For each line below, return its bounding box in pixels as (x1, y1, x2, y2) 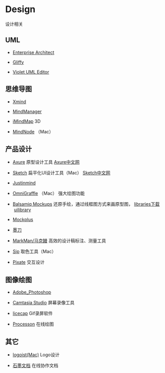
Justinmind (12, 180, 36, 186)
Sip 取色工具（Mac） (12, 249, 57, 255)
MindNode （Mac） (12, 128, 54, 134)
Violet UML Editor (12, 69, 49, 75)
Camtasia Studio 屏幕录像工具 (12, 300, 75, 306)
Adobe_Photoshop (12, 289, 51, 295)
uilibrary (14, 207, 31, 213)
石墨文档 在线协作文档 (12, 362, 59, 368)
